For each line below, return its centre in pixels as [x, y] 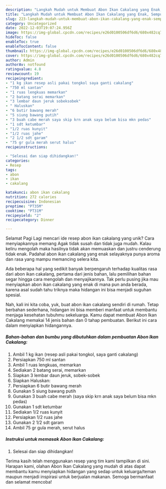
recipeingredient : [24, 78]
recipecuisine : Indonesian [33, 202]
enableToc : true [22, 42]
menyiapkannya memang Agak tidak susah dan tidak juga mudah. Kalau [79, 244]
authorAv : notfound [26, 65]
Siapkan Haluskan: [32, 381]
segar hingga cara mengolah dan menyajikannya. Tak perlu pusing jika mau [82, 279]
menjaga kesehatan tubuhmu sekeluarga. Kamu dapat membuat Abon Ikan [81, 315]
